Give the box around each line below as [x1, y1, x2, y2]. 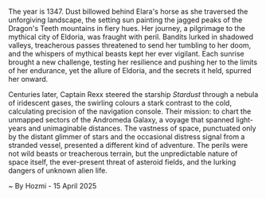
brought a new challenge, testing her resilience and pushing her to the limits [8, 57, 257, 67]
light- [236, 115, 253, 124]
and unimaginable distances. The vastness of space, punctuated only [28, 123, 256, 133]
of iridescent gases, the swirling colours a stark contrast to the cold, [8, 99, 233, 107]
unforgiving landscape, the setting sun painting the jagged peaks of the [8, 15, 243, 25]
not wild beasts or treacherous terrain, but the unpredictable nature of [8, 149, 238, 158]
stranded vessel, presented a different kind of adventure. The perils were [8, 141, 248, 149]
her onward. [8, 75, 49, 83]
